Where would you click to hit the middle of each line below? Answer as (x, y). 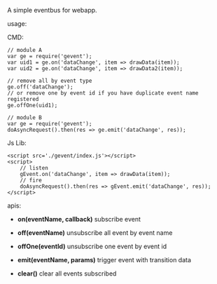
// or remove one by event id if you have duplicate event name (103, 93)
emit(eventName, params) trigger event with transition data (104, 260)
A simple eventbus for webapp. (52, 10)
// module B (24, 118)
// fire (31, 180)
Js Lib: (17, 143)
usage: (17, 23)
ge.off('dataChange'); (40, 87)
